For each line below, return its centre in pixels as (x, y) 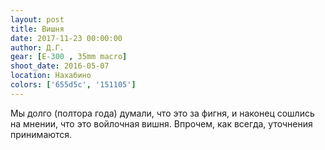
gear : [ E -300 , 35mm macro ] (69, 57)
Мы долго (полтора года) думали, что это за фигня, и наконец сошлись (162, 113)
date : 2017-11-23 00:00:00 (66, 38)
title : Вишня (37, 29)
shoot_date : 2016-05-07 (60, 66)
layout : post (37, 19)
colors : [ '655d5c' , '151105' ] (73, 85)
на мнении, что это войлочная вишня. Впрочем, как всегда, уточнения (161, 123)
